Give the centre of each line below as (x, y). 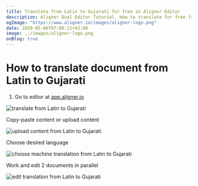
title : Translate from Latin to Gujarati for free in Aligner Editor (93, 11)
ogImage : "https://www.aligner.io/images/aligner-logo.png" (82, 22)
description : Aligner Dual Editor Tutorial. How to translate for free (96, 17)
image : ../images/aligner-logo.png (50, 34)
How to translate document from (87, 68)
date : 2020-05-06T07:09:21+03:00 (47, 28)
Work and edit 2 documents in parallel (52, 165)
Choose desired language (37, 142)
